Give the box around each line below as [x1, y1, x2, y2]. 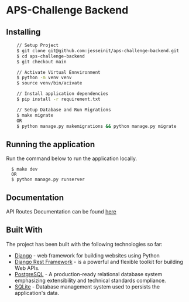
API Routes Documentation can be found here [6, 208, 117, 215]
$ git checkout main [16, 59, 67, 65]
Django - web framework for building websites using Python [14, 252, 160, 259]
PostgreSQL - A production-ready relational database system [14, 270, 163, 277]
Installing [6, 27, 41, 37]
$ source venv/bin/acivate [16, 80, 83, 86]
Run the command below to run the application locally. [6, 155, 138, 162]
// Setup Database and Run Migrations [16, 107, 111, 113]
